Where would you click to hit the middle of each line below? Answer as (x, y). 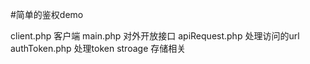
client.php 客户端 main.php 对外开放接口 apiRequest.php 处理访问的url (155, 36)
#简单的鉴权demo (47, 14)
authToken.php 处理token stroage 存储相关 (98, 48)
